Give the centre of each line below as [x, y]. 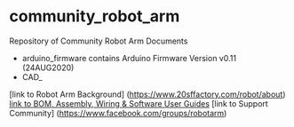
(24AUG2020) [48, 67]
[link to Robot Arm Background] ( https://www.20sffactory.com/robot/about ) [147, 94]
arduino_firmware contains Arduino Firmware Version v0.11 [129, 58]
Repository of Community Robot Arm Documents [99, 41]
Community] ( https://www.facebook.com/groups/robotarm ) [118, 113]
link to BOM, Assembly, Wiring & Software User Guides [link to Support [139, 103]
